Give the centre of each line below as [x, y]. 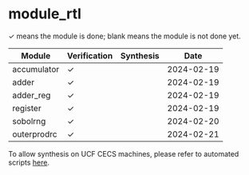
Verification [90, 55]
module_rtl [45, 14]
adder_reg [32, 95]
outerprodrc [35, 134]
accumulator [36, 69]
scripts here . [29, 162]
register [27, 108]
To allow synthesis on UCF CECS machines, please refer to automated [124, 153]
